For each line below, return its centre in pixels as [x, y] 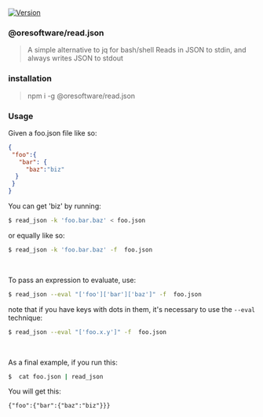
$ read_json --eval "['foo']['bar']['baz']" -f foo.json [105, 294]
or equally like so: [37, 235]
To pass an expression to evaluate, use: [72, 280]
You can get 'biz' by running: [55, 206]
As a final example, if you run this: [63, 362]
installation [30, 78]
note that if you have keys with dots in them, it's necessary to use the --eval [131, 309]
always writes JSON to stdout [75, 58]
